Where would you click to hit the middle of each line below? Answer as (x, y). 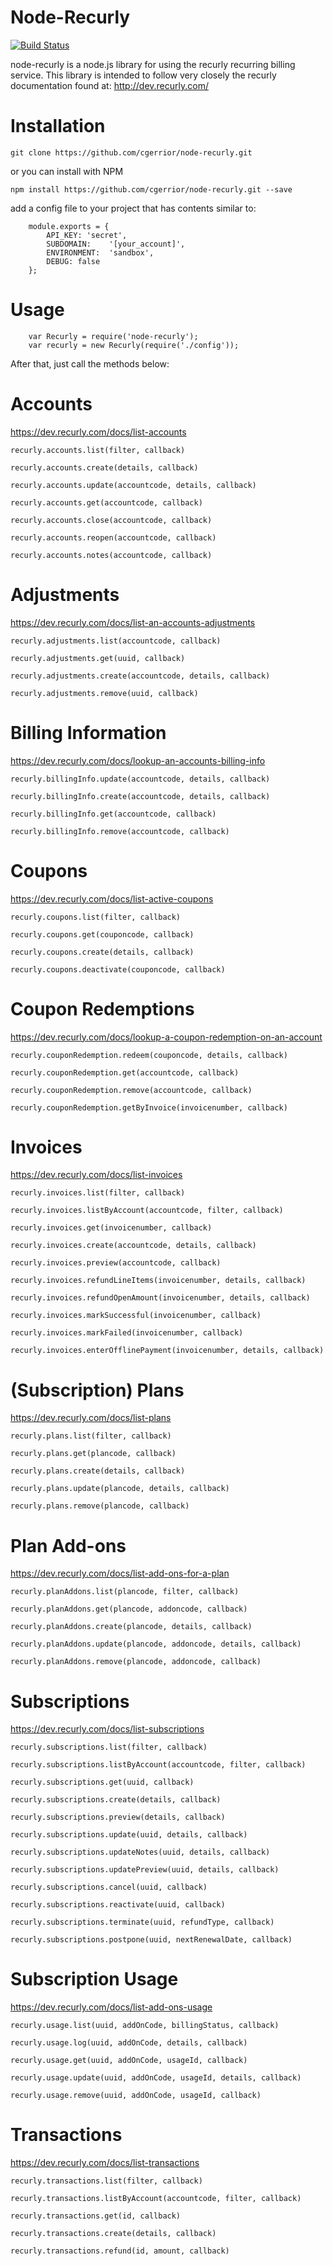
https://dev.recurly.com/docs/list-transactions (105, 2163)
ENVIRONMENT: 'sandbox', (100, 252)
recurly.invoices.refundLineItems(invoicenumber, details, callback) (158, 1281)
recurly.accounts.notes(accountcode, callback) (111, 555)
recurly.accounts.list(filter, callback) (98, 450)
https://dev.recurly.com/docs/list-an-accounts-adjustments (133, 622)
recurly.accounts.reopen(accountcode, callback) (113, 537)
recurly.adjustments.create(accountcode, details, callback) (140, 676)
